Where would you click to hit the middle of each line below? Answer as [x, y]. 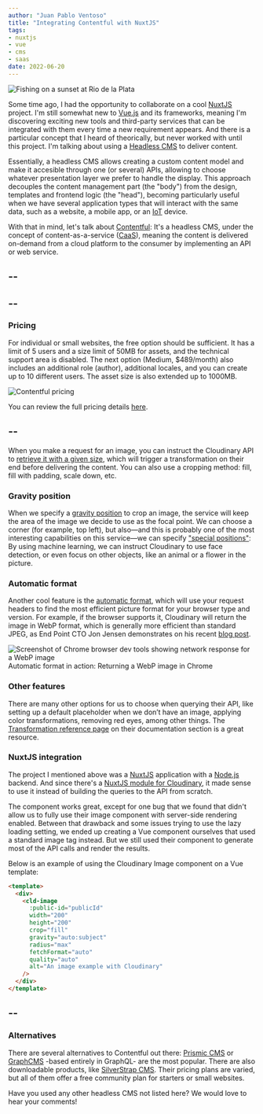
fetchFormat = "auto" [60, 952]
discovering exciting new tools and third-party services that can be [117, 121]
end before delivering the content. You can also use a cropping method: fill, [130, 467]
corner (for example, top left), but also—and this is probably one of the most [131, 529]
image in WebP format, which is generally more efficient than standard [122, 625]
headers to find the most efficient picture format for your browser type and [129, 609]
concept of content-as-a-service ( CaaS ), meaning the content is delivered [128, 235]
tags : [17, 30]
